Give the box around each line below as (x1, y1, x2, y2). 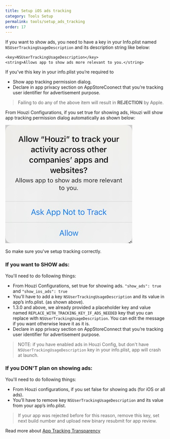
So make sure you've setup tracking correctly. (5, 248, 101, 254)
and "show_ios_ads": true (12, 288, 67, 294)
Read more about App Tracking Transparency (5, 427, 100, 433)
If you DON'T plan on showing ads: (5, 365, 93, 372)
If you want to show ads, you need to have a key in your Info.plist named (5, 39, 157, 45)
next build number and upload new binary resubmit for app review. (17, 418, 157, 424)
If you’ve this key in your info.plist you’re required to (5, 69, 114, 75)
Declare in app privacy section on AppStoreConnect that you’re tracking (12, 326, 163, 332)
